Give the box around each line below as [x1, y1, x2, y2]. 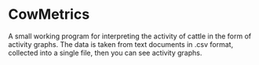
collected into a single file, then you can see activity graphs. [8, 48, 202, 57]
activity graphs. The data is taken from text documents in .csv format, [8, 39, 234, 49]
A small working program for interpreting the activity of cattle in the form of [8, 31, 252, 41]
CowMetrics [8, 5, 90, 23]
